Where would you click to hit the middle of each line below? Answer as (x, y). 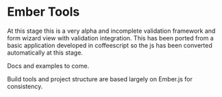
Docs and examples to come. (48, 66)
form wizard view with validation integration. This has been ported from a (110, 38)
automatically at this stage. (45, 53)
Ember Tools (44, 12)
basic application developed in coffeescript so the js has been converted (110, 45)
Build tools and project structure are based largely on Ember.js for (100, 79)
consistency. (25, 86)
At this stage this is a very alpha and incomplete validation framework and (111, 31)
